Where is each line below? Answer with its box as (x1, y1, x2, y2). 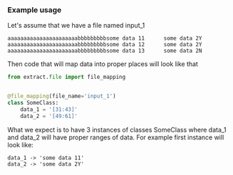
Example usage (7, 5, 62, 15)
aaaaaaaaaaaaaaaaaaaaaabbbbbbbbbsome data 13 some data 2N (7, 48, 202, 55)
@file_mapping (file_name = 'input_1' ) (7, 92, 116, 100)
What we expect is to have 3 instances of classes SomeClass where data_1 (7, 125, 227, 134)
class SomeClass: (7, 100, 59, 107)
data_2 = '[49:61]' (20, 112, 78, 120)
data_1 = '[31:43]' (20, 105, 78, 113)
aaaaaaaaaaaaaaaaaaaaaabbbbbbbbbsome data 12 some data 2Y (7, 41, 202, 48)
